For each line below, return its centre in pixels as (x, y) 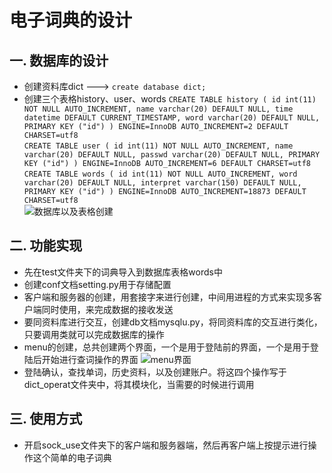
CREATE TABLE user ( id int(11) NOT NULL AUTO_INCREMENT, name (158, 146)
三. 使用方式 (46, 419)
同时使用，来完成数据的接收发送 (107, 309)
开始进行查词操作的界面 (90, 359)
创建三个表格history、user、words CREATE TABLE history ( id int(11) (170, 99)
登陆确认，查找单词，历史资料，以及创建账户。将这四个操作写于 (155, 372)
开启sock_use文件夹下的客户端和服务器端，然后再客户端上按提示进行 (166, 445)
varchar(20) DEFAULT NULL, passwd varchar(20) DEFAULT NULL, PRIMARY (172, 155)
